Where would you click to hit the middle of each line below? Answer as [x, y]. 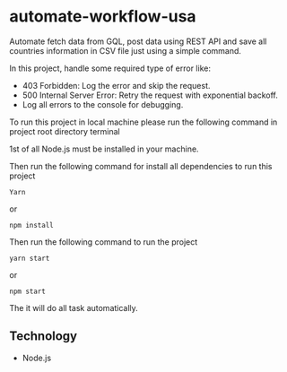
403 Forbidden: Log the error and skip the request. [116, 85]
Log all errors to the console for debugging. [103, 104]
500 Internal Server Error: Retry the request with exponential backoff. [150, 95]
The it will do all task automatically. [74, 307]
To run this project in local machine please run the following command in [143, 122]
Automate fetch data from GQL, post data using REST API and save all [138, 41]
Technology [43, 337]
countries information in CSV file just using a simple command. [126, 50]
